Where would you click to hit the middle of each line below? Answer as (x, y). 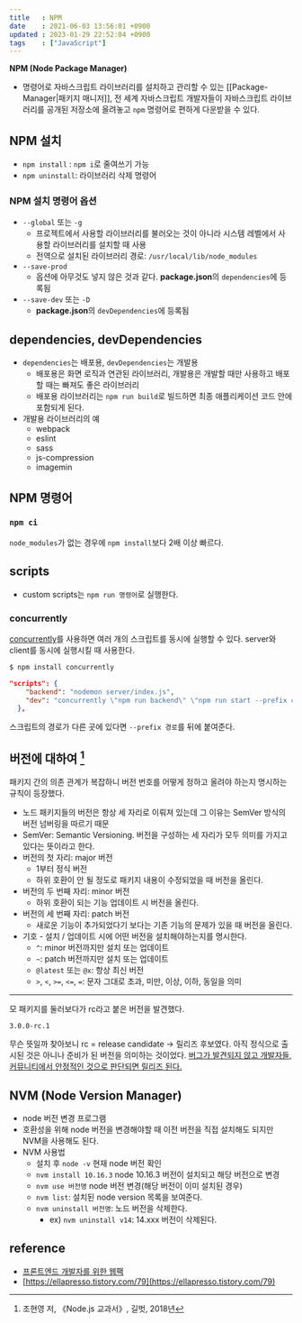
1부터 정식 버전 (62, 869)
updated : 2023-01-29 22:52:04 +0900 (80, 34)
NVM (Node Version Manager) (96, 1095)
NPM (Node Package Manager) (68, 68)
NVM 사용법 (44, 1152)
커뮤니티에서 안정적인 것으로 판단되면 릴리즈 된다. (96, 1067)
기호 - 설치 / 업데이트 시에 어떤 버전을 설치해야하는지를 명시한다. (134, 936)
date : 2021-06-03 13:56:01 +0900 (80, 26)
